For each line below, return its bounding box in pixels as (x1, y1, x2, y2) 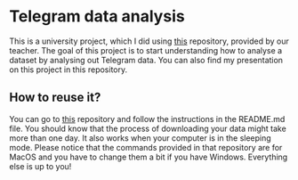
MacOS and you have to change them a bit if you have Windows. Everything (9, 151, 288, 162)
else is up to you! (9, 160, 72, 171)
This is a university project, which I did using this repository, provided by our (9, 36, 289, 46)
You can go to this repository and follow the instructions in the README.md (9, 113, 286, 124)
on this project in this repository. (9, 64, 127, 75)
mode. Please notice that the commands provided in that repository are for (9, 142, 283, 152)
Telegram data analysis (9, 6, 185, 27)
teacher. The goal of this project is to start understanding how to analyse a (9, 45, 283, 55)
